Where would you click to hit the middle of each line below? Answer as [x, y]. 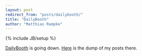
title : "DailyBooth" [27, 19]
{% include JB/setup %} [31, 38]
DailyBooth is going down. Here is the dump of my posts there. [71, 48]
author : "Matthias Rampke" [34, 24]
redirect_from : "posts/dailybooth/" [44, 15]
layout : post [19, 10]
